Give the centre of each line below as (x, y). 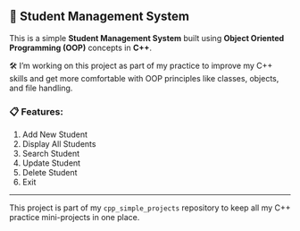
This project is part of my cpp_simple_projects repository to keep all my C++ (150, 208)
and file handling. (41, 88)
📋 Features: (37, 111)
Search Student (51, 154)
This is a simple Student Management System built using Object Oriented (147, 38)
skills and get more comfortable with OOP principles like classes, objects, (144, 78)
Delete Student (50, 173)
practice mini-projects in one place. (75, 218)
